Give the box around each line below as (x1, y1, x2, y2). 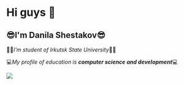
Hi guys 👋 (6, 6, 56, 20)
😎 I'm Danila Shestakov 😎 (6, 30, 105, 40)
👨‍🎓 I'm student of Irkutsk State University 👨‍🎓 (6, 46, 117, 53)
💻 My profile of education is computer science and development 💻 (6, 58, 178, 65)
